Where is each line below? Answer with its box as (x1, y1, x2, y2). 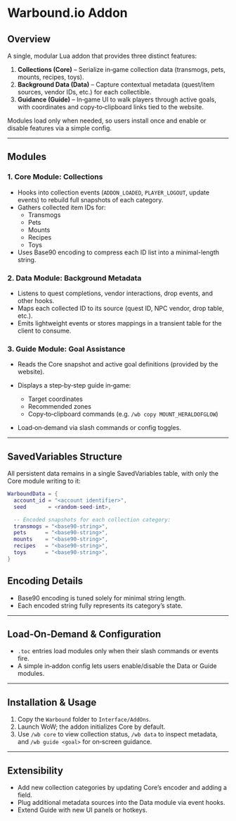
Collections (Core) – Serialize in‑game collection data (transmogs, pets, (17, 66, 226, 73)
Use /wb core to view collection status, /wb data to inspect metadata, (17, 730, 218, 739)
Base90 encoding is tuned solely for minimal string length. (17, 593, 186, 602)
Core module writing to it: (7, 477, 81, 486)
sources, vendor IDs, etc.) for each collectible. (17, 88, 152, 96)
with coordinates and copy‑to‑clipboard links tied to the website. (17, 103, 204, 111)
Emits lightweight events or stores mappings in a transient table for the (17, 319, 223, 327)
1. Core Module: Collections (7, 172, 103, 182)
